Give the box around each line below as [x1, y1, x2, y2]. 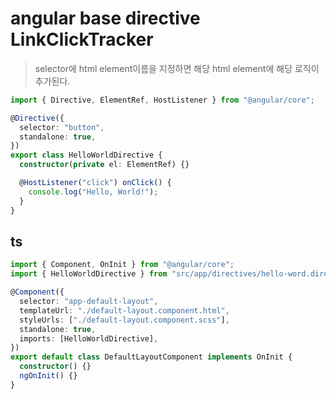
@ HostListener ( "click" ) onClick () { [19, 178, 172, 188]
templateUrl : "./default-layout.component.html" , [19, 305, 230, 316]
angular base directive [10, 7, 201, 30]
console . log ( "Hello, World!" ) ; [28, 187, 159, 197]
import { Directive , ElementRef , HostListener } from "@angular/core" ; [10, 95, 315, 105]
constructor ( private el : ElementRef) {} [19, 160, 190, 170]
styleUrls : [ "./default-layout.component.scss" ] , [19, 315, 230, 325]
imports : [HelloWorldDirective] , [19, 333, 159, 344]
